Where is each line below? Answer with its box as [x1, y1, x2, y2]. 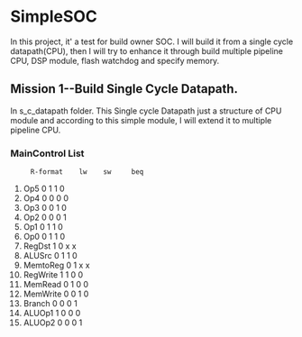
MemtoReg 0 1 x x [23, 260, 90, 271]
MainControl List [10, 147, 85, 159]
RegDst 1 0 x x [23, 241, 77, 251]
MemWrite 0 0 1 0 [23, 288, 89, 299]
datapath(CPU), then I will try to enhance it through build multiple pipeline [10, 45, 283, 56]
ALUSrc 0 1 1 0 [23, 250, 78, 261]
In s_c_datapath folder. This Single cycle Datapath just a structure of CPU [10, 105, 282, 116]
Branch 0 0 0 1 [23, 298, 78, 309]
